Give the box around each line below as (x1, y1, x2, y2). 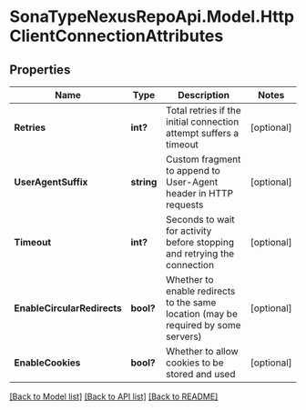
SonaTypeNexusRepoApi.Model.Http (9, 6, 294, 27)
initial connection (165, 115, 240, 128)
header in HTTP (165, 187, 234, 199)
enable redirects (165, 285, 236, 297)
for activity (165, 225, 212, 237)
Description (177, 89, 230, 101)
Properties (9, 62, 71, 77)
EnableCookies (14, 356, 81, 369)
